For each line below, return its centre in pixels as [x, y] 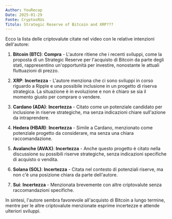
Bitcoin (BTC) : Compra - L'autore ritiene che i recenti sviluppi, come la [87, 54]
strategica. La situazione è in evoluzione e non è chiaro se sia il [79, 92]
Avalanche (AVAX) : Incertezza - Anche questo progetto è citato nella [87, 149]
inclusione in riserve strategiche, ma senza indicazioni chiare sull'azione [89, 112]
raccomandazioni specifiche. [43, 190]
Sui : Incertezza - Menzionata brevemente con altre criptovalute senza [87, 185]
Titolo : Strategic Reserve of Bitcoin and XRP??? [60, 24]
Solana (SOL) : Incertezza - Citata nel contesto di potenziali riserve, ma [88, 169]
